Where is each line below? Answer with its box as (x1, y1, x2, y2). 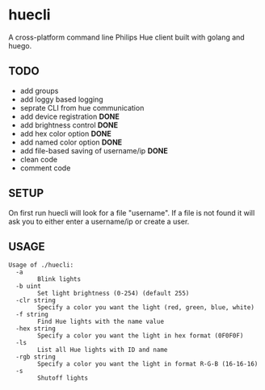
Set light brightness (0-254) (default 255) (37, 289, 190, 298)
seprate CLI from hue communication (19, 103, 145, 112)
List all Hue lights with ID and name (37, 346, 168, 354)
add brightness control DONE (19, 120, 119, 130)
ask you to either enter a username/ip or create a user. (8, 216, 190, 226)
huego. (8, 40, 32, 50)
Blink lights (37, 275, 82, 283)
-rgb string (15, 353, 57, 361)
